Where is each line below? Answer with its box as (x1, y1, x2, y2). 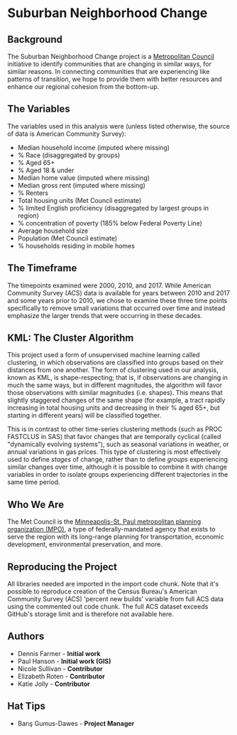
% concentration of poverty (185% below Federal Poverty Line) (17, 218, 202, 227)
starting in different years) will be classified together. (7, 411, 162, 420)
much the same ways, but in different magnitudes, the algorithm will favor (7, 381, 222, 389)
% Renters (17, 189, 48, 197)
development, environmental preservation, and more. (7, 540, 163, 549)
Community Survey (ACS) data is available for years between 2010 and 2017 (7, 288, 231, 297)
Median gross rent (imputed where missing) (17, 181, 145, 189)
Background (7, 33, 62, 46)
